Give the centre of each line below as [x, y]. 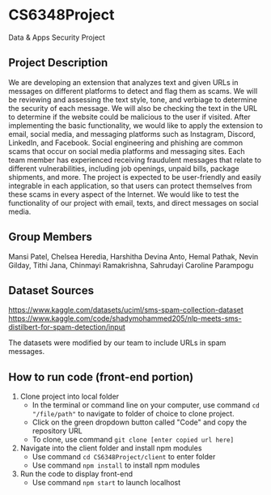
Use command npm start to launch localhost [106, 483]
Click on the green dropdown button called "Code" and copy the [140, 422]
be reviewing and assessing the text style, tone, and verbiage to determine [133, 100]
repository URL [57, 431]
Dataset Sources [51, 290]
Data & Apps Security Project [57, 37]
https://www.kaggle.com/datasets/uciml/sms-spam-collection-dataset [126, 310]
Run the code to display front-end [76, 474]
